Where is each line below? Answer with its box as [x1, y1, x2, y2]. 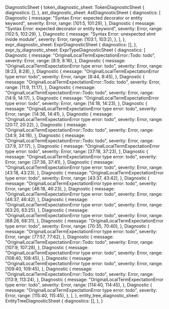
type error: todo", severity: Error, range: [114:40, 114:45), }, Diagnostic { [5, 282, 152, 288]
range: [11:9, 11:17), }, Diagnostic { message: [5, 84, 96, 90]
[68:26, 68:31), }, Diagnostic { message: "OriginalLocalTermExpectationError [5, 218, 164, 224]
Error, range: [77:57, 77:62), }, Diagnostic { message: [5, 234, 114, 240]
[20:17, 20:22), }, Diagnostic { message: [5, 122, 87, 128]
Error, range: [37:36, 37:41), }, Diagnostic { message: [5, 159, 114, 165]
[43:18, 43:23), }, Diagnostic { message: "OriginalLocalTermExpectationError [5, 170, 164, 175]
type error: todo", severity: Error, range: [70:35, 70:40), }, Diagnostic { [5, 223, 150, 229]
